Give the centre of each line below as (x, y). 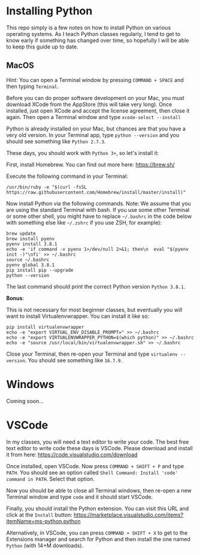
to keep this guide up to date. (43, 47)
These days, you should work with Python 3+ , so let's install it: (83, 153)
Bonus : (15, 298)
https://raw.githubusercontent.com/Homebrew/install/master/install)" (96, 192)
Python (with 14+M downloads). (45, 545)
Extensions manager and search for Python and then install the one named (98, 539)
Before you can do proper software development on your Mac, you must (95, 98)
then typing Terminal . (33, 86)
